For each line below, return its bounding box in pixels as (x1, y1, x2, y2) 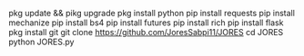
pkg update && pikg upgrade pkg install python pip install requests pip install (8, 8, 295, 18)
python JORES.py (8, 36, 75, 47)
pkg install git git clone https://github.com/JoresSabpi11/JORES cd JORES (8, 27, 284, 37)
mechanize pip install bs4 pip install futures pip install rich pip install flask (8, 17, 284, 28)
